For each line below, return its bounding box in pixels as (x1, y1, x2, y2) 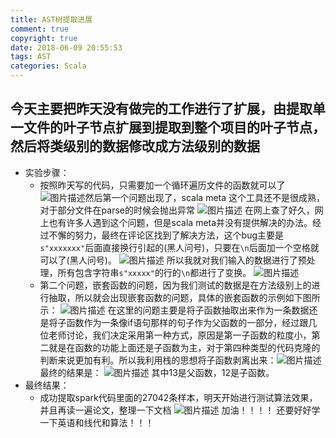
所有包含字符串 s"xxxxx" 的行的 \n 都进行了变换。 (57, 266, 252, 278)
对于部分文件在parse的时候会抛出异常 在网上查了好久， (39, 204, 315, 216)
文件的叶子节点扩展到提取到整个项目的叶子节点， (23, 119, 326, 136)
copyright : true (10, 33, 78, 43)
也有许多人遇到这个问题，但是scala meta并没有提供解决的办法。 (48, 216, 313, 228)
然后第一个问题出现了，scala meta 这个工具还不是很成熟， (84, 191, 326, 203)
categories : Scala (10, 61, 87, 71)
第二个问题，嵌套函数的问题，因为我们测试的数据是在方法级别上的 (39, 279, 312, 291)
